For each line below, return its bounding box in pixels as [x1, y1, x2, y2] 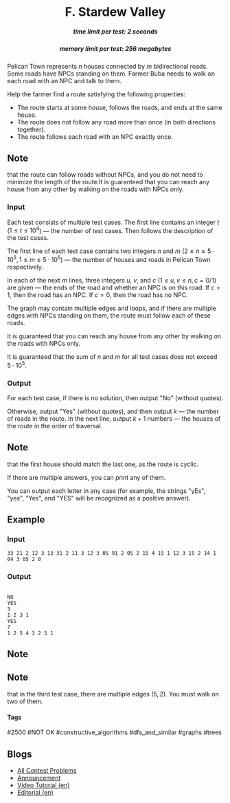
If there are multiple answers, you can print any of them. [7, 473, 166, 481]
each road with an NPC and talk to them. [7, 76, 122, 85]
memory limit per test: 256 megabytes [59, 45, 172, 53]
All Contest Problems [16, 766, 77, 774]
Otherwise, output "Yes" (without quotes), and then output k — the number [7, 407, 220, 415]
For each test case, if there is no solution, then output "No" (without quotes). [7, 393, 224, 402]
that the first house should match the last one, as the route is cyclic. [7, 460, 199, 468]
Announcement [16, 773, 61, 782]
